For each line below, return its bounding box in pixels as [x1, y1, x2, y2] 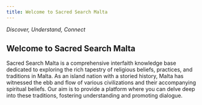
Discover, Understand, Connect [6, 26, 85, 33]
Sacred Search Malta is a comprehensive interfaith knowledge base [6, 59, 176, 67]
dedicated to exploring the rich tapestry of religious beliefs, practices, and [6, 66, 193, 73]
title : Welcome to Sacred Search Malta [6, 9, 108, 15]
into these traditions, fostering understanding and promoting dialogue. [6, 92, 183, 100]
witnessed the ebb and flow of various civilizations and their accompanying [6, 79, 197, 86]
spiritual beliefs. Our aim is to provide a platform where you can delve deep [6, 85, 195, 93]
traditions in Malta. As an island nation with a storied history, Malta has [6, 73, 184, 80]
